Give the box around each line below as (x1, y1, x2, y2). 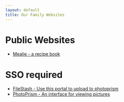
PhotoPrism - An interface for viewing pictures (12, 91, 110, 97)
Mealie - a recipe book (12, 51, 60, 57)
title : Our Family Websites (5, 12, 65, 17)
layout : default (5, 7, 40, 13)
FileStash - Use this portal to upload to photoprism (12, 86, 119, 92)
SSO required (5, 69, 63, 81)
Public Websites (5, 34, 75, 46)
